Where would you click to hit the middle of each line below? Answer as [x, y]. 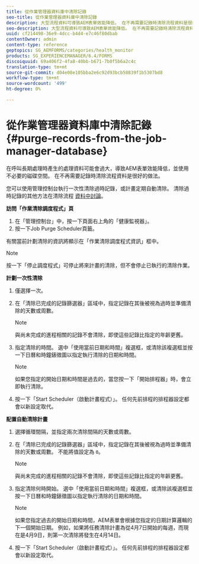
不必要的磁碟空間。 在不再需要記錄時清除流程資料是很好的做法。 [85, 175]
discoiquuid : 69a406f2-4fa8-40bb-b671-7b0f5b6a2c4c [71, 61]
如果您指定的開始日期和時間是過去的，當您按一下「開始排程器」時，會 [100, 379]
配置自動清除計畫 [27, 419]
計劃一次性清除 [24, 278]
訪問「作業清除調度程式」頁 [40, 208]
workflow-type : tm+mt [33, 78]
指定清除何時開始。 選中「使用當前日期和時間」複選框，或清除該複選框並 [104, 489]
